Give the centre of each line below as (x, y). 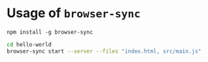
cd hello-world (29, 44)
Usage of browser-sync (74, 13)
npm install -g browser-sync (50, 32)
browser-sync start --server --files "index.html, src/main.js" (104, 51)
